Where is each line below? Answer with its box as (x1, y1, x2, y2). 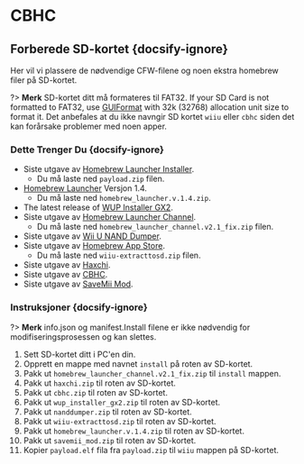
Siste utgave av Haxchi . (23, 259, 111, 270)
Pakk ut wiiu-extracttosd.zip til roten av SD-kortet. (23, 415, 216, 426)
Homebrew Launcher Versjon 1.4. (23, 183, 148, 194)
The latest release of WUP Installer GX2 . (23, 202, 174, 213)
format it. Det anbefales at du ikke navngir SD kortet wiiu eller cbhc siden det (10, 112, 295, 122)
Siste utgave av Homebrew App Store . (23, 241, 166, 251)
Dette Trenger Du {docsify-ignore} (10, 143, 165, 156)
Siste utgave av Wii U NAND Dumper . (23, 231, 161, 241)
